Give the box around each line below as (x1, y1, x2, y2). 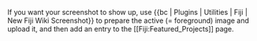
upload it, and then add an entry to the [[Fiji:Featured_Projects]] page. (7, 24, 234, 33)
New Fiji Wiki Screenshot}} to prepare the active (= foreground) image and (7, 16, 250, 25)
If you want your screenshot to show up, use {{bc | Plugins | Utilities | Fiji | (7, 8, 248, 17)
